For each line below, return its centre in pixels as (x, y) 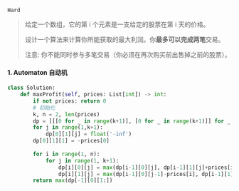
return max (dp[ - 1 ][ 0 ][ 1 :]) (73, 181)
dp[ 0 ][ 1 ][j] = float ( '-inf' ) (89, 134)
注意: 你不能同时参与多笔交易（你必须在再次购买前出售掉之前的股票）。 (128, 55)
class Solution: (31, 88)
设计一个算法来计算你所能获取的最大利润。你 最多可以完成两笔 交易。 (124, 40)
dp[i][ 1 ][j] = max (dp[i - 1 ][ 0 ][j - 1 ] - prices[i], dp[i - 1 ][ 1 (144, 174)
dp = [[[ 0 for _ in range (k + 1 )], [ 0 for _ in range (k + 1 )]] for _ (132, 121)
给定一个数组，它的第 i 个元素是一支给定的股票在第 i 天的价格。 (117, 24)
